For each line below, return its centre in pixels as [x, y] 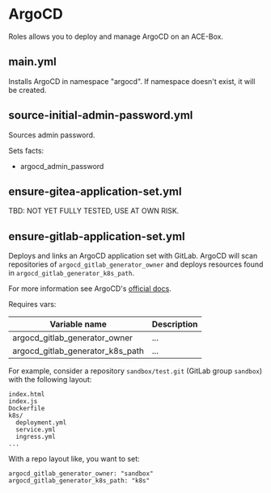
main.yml [32, 62]
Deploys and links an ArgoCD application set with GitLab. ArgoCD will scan [133, 256]
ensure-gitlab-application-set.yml [97, 236]
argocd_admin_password [62, 166]
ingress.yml [36, 437]
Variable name [78, 324]
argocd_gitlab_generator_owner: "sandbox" [81, 474]
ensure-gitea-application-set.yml [95, 191]
